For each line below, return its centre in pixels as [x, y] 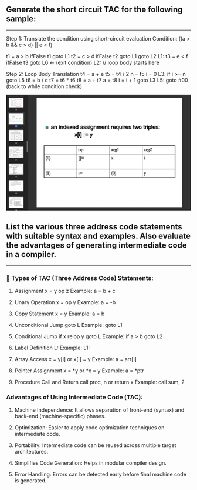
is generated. [30, 481]
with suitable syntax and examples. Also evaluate [98, 236]
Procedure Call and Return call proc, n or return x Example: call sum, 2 [99, 382]
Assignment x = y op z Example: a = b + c [65, 291]
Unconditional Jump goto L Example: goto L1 [68, 325]
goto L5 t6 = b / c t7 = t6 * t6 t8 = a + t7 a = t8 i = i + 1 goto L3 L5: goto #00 [97, 80]
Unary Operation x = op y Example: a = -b [65, 302]
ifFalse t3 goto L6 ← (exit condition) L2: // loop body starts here [83, 62]
